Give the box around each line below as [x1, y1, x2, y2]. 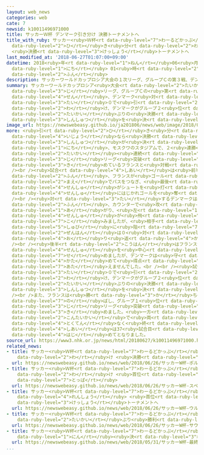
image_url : [6, 122, 34, 129]
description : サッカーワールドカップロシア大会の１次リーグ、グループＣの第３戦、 [6, 77, 190, 83]
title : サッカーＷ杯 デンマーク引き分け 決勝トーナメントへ [6, 32, 140, 38]
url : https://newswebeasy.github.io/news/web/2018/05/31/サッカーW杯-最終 [12, 439, 199, 445]
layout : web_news [6, 9, 50, 15]
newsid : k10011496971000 [6, 26, 69, 32]
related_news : [6, 343, 42, 349]
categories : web [6, 15, 47, 21]
